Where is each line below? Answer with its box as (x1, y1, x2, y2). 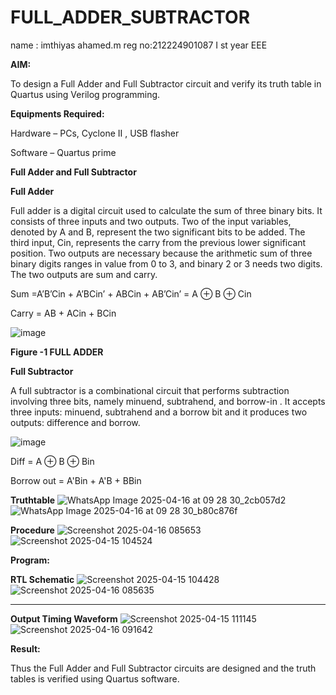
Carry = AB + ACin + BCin (10, 307, 117, 319)
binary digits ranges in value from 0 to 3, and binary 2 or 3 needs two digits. (10, 257, 323, 270)
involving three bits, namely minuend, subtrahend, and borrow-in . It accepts (10, 395, 326, 407)
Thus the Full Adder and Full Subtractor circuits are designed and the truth (10, 662, 317, 674)
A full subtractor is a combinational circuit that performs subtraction (10, 384, 290, 396)
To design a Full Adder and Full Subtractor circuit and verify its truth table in (10, 77, 322, 90)
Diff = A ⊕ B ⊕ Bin (10, 455, 95, 467)
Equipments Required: (10, 107, 105, 120)
